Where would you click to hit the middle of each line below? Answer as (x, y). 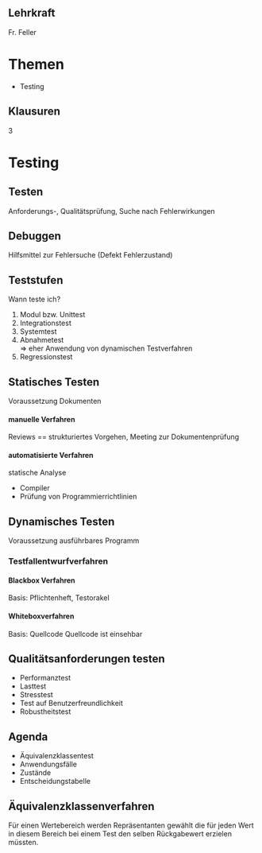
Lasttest (33, 686)
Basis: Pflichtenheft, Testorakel (59, 598)
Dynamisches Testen (62, 521)
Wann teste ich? (35, 299)
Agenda (28, 737)
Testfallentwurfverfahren (58, 561)
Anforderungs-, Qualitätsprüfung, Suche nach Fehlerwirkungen (112, 211)
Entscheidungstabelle (55, 781)
